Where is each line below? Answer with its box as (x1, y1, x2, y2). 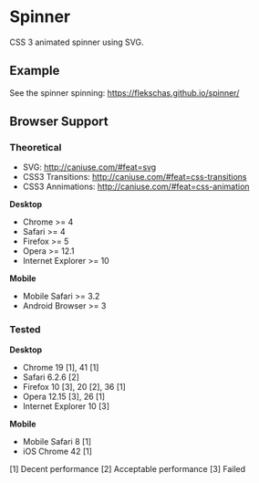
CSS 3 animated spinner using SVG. (9, 37, 144, 47)
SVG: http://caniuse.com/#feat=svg (22, 162, 157, 173)
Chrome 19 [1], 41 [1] (22, 362, 99, 373)
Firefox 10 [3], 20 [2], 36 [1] (22, 381, 126, 392)
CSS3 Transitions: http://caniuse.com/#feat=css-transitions (22, 172, 248, 183)
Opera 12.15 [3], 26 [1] (22, 391, 106, 402)
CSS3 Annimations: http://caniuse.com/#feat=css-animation (22, 181, 250, 193)
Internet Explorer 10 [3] (22, 400, 110, 412)
